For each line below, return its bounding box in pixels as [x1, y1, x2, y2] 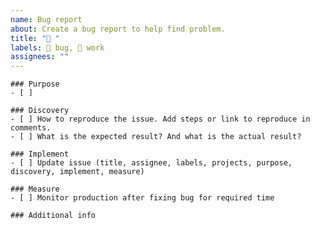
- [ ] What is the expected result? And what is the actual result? [10, 132, 302, 142]
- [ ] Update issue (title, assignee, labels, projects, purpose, [10, 158, 293, 168]
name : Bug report [10, 14, 83, 25]
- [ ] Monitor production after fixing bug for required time [10, 193, 275, 203]
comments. [10, 123, 52, 133]
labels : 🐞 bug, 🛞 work [10, 42, 105, 53]
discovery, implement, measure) [10, 167, 145, 177]
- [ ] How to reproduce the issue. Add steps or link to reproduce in [10, 114, 311, 125]
